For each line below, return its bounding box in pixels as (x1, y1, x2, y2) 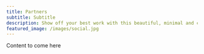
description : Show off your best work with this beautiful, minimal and (6, 20, 194, 26)
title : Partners (6, 8, 47, 15)
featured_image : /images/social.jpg (6, 25, 99, 32)
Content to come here (6, 42, 61, 49)
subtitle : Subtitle (6, 14, 56, 20)
